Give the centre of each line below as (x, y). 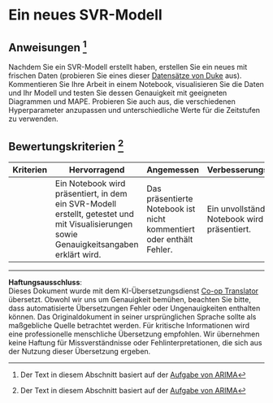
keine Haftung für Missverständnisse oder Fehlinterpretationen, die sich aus (135, 342)
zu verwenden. (33, 119)
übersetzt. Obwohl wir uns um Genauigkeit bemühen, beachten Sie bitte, (130, 299)
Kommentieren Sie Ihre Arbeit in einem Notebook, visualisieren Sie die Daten (136, 84)
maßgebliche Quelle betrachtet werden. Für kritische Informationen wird (129, 325)
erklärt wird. (78, 254)
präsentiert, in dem (91, 193)
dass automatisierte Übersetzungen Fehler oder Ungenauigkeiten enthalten (134, 308)
